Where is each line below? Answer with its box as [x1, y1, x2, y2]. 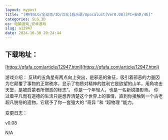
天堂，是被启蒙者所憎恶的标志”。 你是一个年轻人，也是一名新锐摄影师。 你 [5, 86, 159, 92]
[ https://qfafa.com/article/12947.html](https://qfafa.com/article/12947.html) [5, 63, 159, 70]
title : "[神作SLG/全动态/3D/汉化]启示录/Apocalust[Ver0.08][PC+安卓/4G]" [5, 12, 153, 17]
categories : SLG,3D [5, 16, 46, 21]
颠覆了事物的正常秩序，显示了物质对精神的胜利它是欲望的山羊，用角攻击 [13, 80, 163, 86]
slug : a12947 [5, 26, 32, 31]
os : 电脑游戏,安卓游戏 [5, 21, 46, 26]
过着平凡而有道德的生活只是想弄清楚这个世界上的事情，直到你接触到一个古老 [5, 93, 163, 99]
